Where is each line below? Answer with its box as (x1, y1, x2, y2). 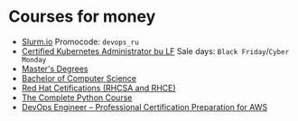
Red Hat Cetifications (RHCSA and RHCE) (21, 82, 177, 93)
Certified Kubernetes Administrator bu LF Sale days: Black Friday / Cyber (21, 45, 290, 56)
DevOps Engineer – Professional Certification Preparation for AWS (21, 101, 268, 112)
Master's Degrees (21, 63, 88, 74)
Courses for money (8, 6, 156, 27)
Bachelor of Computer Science (21, 72, 137, 83)
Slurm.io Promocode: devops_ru (21, 36, 139, 47)
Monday (21, 55, 47, 64)
